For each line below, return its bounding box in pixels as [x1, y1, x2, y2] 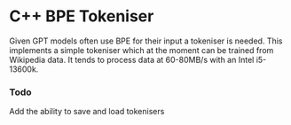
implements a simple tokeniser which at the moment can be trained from [9, 44, 274, 55]
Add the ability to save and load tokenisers [9, 106, 165, 117]
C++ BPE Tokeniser [9, 6, 154, 27]
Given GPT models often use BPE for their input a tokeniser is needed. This [9, 35, 283, 46]
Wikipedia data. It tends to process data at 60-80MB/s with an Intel [9, 54, 255, 65]
